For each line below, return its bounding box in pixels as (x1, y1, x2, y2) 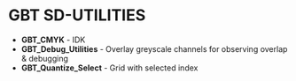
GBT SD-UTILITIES (8, 5, 146, 26)
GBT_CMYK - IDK (20, 34, 86, 45)
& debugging (20, 53, 68, 63)
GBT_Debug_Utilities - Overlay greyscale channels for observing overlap (20, 43, 288, 54)
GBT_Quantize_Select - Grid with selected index (20, 63, 199, 73)
